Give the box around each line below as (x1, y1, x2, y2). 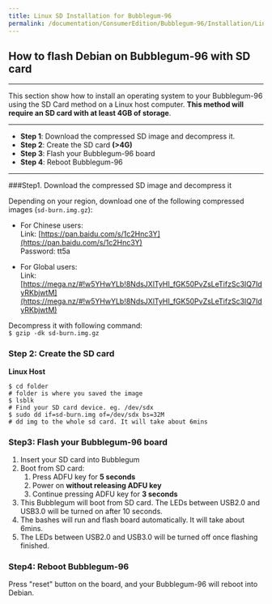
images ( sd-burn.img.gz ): (8, 205, 93, 215)
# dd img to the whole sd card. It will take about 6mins (8, 418, 208, 426)
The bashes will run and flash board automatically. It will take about (19, 515, 245, 525)
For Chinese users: (19, 220, 83, 231)
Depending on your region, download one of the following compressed (8, 196, 244, 206)
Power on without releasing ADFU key (32, 480, 162, 490)
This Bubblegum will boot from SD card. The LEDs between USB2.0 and (19, 497, 261, 507)
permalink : (8, 19, 45, 28)
